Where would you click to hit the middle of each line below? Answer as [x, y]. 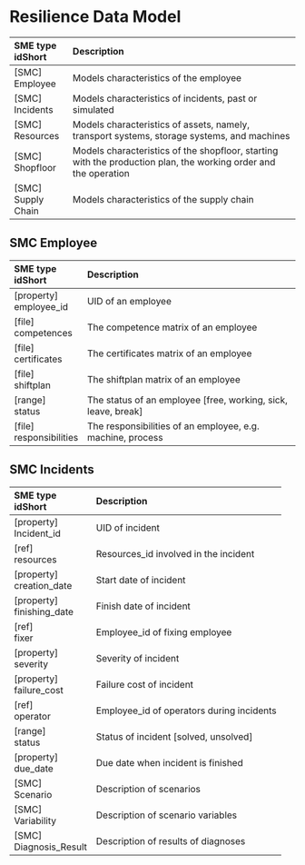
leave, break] [115, 411]
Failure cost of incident [144, 684]
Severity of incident [138, 658]
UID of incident [128, 527]
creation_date [43, 585]
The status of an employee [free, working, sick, [187, 400]
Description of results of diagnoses [171, 840]
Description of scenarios [148, 789]
